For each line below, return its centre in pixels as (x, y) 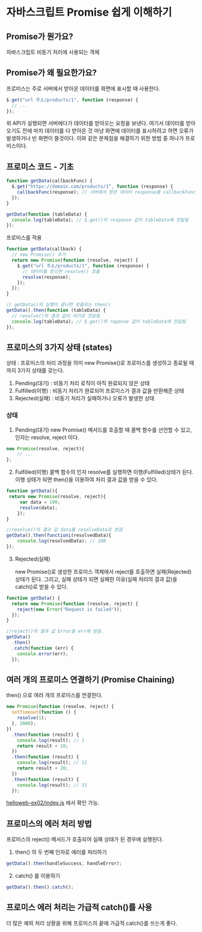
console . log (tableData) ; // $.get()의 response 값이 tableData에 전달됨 (100, 220)
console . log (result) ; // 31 (52, 785)
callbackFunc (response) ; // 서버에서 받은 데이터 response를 (89, 192)
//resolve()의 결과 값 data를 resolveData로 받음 (65, 530)
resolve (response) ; (46, 277)
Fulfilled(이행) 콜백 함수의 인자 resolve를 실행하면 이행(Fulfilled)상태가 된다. (104, 472)
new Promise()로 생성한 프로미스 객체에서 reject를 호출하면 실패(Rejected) (103, 571)
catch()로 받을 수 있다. (41, 586)
